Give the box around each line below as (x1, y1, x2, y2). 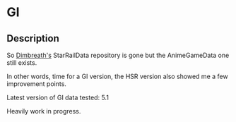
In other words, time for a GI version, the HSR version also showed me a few (6, 72, 228, 80)
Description (6, 32, 59, 44)
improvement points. (6, 80, 66, 88)
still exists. (6, 59, 37, 67)
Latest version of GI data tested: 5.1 (6, 93, 109, 102)
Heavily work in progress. (6, 107, 81, 115)
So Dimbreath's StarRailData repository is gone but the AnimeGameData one (6, 51, 230, 59)
